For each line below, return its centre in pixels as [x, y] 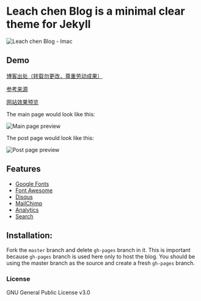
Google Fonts [32, 184]
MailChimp [29, 203]
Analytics [27, 210]
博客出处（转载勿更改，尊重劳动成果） [54, 76]
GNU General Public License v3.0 [48, 292]
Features [24, 169]
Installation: [30, 235]
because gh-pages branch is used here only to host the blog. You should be [101, 257]
